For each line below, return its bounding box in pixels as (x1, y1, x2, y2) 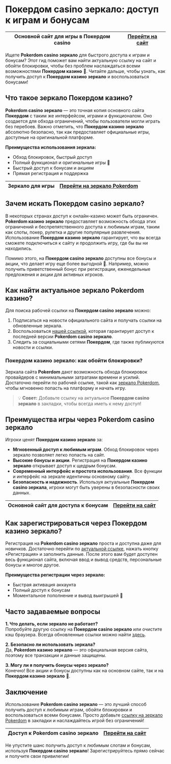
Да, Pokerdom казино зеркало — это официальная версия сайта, (5, 647, 149, 653)
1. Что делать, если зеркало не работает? (5, 621, 98, 627)
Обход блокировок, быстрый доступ (12, 154, 93, 160)
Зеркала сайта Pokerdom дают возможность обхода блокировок (5, 369, 148, 375)
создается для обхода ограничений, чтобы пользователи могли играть (5, 118, 160, 124)
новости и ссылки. (12, 345, 53, 351)
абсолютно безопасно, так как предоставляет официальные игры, (5, 129, 150, 135)
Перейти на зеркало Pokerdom (59, 182, 138, 189)
